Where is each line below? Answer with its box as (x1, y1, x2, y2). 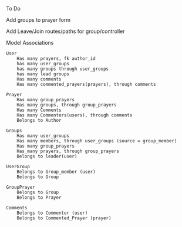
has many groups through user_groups (16, 66, 109, 72)
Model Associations (6, 39, 54, 46)
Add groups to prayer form (6, 16, 71, 23)
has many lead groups (16, 71, 69, 77)
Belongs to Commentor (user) (16, 210, 88, 216)
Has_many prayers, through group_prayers (16, 148, 119, 154)
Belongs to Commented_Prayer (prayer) (16, 215, 112, 221)
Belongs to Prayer (16, 195, 62, 201)
